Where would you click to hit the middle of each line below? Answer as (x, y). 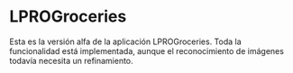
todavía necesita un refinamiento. (71, 60)
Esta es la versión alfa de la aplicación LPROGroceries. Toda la (125, 41)
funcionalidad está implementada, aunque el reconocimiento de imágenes (146, 50)
